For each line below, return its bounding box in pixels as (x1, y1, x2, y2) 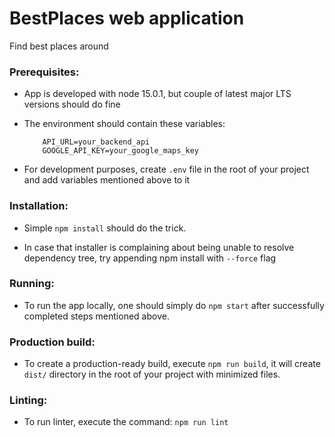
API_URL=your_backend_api (42, 137, 151, 147)
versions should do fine (23, 98, 121, 111)
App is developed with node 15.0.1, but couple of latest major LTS (23, 88, 292, 100)
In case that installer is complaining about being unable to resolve (23, 241, 295, 253)
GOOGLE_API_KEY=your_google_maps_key (42, 146, 199, 156)
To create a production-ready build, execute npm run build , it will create (23, 358, 321, 370)
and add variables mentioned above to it (23, 174, 191, 186)
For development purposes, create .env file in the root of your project (23, 163, 310, 176)
